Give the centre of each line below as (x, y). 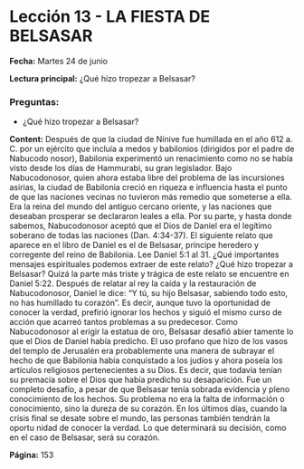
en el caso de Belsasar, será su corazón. (85, 437)
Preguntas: (34, 101)
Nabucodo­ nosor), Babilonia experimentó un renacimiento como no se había (152, 158)
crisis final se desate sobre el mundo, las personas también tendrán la (140, 418)
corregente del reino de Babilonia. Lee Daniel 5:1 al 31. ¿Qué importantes (144, 254)
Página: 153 (32, 455)
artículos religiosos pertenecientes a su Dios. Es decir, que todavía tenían (146, 370)
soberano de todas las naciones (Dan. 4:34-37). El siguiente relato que (141, 235)
